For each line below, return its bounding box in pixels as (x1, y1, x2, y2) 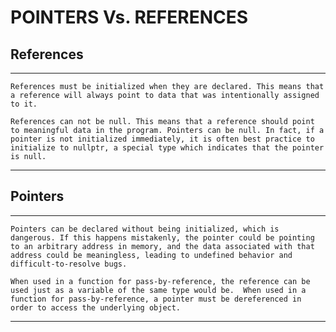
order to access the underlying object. (10, 302, 182, 313)
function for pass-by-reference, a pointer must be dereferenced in (10, 294, 302, 304)
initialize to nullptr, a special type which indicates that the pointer (10, 143, 325, 153)
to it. (10, 99, 38, 109)
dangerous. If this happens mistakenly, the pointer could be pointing (10, 232, 315, 243)
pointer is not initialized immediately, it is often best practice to (10, 134, 315, 144)
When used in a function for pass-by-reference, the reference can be (10, 276, 311, 286)
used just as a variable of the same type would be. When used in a (10, 285, 307, 295)
